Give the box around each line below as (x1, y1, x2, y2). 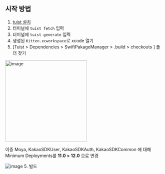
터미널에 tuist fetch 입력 (12, 25, 64, 31)
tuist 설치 (12, 19, 31, 25)
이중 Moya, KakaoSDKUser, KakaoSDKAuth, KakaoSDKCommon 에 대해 (5, 146, 151, 152)
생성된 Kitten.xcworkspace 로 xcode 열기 (12, 37, 94, 43)
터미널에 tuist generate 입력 (12, 31, 71, 37)
